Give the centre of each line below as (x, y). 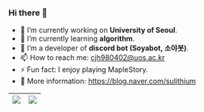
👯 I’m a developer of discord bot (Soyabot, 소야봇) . (104, 48)
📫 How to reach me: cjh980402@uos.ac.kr (92, 58)
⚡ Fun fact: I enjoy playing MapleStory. (84, 70)
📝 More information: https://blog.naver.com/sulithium (108, 81)
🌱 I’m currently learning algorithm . (77, 38)
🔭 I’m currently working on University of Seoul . (98, 30)
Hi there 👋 (28, 13)
